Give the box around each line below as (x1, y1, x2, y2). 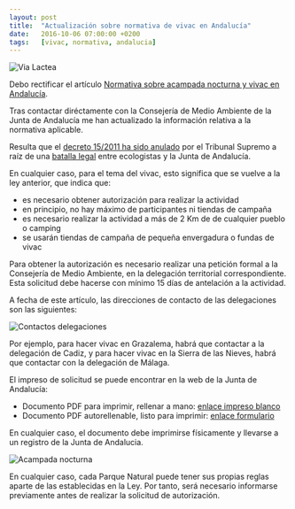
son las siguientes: (9, 305, 78, 315)
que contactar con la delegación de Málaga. (9, 358, 170, 368)
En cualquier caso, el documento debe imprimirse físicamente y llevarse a (9, 428, 279, 438)
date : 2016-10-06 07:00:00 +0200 (9, 29, 141, 38)
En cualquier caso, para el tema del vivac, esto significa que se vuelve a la (9, 168, 281, 179)
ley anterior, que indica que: (9, 178, 111, 189)
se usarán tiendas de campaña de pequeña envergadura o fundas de (21, 232, 275, 243)
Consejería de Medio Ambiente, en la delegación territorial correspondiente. (9, 268, 287, 279)
